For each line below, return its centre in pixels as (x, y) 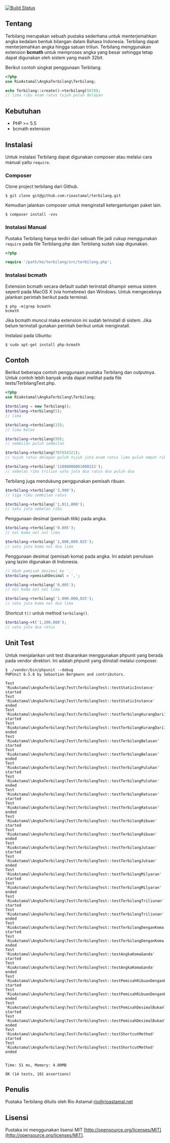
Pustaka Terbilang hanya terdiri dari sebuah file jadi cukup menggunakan (81, 238)
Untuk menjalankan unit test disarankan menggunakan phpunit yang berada (84, 655)
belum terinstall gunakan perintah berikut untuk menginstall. (68, 325)
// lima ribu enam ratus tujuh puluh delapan (54, 95)
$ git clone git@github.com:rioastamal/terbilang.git (63, 196)
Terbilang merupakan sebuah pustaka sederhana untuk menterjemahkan (81, 36)
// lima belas (20, 430)
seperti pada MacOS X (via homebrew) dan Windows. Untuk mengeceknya (83, 291)
